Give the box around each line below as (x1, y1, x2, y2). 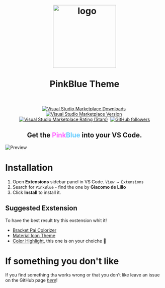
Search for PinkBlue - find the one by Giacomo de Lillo (12, 184, 126, 190)
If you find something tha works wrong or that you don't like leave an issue (5, 272, 160, 278)
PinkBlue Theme (49, 79, 120, 90)
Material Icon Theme (12, 232, 56, 238)
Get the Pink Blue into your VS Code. (27, 131, 142, 139)
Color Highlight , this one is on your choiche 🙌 (12, 238, 107, 244)
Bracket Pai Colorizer (12, 227, 57, 233)
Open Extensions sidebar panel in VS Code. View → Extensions (12, 178, 144, 185)
